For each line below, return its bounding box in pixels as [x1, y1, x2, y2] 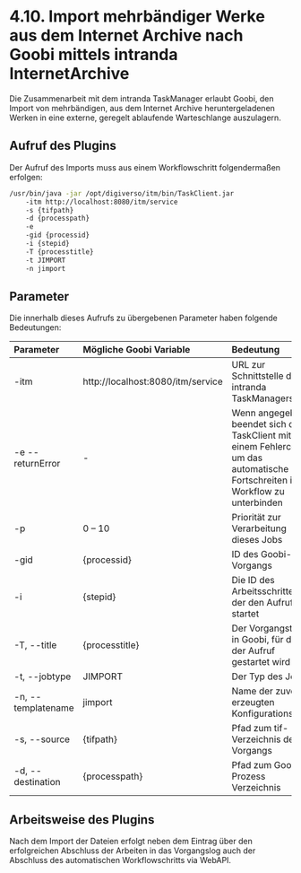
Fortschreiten [231, 474, 288, 486]
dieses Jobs [231, 534, 283, 546]
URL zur [231, 359, 266, 371]
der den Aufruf [231, 597, 294, 609]
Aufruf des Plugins [9, 138, 116, 153]
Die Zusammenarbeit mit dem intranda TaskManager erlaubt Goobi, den [9, 92, 274, 104]
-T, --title [13, 639, 57, 651]
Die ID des [231, 574, 275, 587]
